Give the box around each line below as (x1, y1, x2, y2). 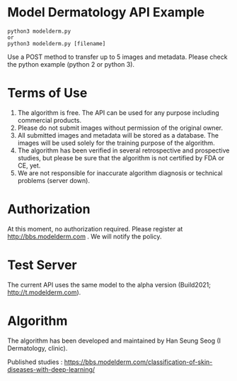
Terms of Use (7, 85, 88, 101)
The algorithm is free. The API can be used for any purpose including (17, 108, 219, 117)
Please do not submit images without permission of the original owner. (17, 123, 223, 132)
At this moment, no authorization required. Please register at (7, 224, 183, 233)
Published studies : (7, 358, 63, 366)
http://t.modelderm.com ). (7, 288, 81, 297)
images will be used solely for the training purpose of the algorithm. (17, 138, 215, 147)
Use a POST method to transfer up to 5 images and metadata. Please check (7, 53, 228, 61)
